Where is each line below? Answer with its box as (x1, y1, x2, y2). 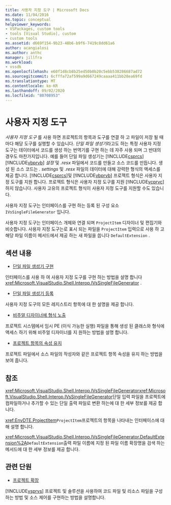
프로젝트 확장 (12, 477, 39, 483)
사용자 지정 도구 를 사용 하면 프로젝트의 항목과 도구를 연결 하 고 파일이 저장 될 (5, 134, 159, 140)
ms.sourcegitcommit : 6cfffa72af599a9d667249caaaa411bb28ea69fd (5, 74, 142, 79)
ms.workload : (5, 60, 33, 65)
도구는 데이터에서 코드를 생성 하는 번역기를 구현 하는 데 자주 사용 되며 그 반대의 (5, 147, 161, 153)
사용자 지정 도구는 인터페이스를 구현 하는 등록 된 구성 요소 (5, 203, 120, 209)
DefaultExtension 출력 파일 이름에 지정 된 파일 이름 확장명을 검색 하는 (26, 440, 165, 446)
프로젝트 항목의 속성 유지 (12, 340, 62, 346)
